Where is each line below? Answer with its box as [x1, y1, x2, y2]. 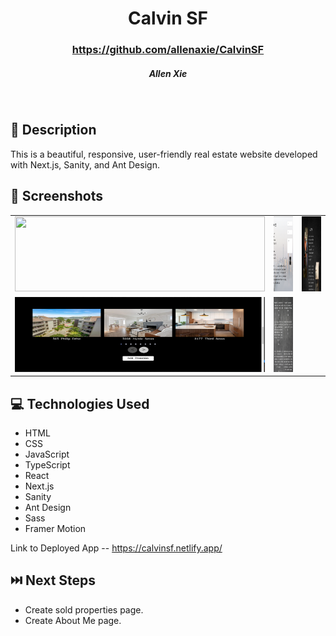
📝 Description [10, 122, 97, 139]
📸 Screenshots [10, 188, 104, 205]
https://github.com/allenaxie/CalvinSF [71, 43, 265, 57]
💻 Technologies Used [10, 395, 150, 412]
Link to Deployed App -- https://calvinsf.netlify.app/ [10, 542, 223, 554]
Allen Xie [148, 67, 188, 79]
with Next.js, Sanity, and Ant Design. [10, 158, 160, 171]
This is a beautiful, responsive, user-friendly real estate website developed [10, 148, 318, 160]
